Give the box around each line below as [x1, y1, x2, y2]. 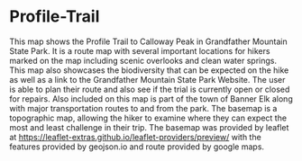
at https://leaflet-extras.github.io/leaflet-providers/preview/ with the [9, 131, 261, 142]
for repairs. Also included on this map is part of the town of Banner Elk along [9, 93, 293, 104]
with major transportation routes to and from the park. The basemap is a [9, 103, 278, 113]
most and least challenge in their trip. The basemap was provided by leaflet [9, 121, 289, 132]
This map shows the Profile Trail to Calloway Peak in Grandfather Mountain [9, 36, 288, 47]
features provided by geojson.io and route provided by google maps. [9, 141, 264, 152]
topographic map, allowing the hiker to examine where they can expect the [9, 112, 287, 123]
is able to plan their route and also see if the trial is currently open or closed [9, 84, 290, 94]
